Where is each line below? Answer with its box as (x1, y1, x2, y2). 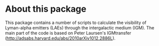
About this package (5, 3, 87, 15)
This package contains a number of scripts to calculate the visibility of (5, 20, 147, 25)
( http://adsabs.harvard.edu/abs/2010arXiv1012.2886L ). (5, 35, 116, 41)
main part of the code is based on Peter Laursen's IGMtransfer (5, 30, 131, 36)
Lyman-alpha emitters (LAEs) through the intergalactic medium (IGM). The (5, 24, 155, 30)
